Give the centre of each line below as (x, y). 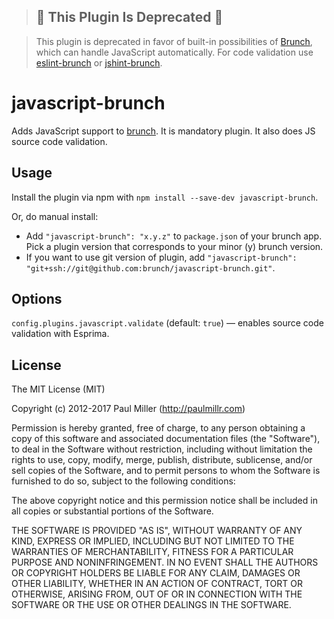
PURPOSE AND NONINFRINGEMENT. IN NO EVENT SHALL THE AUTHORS (165, 562)
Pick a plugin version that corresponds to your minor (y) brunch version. (174, 246)
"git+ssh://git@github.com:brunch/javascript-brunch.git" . (150, 267)
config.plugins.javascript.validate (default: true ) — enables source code (167, 323)
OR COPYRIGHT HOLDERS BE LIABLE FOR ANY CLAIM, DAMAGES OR (156, 573)
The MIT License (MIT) (58, 389)
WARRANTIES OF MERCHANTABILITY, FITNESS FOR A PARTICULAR (152, 552)
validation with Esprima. (60, 334)
